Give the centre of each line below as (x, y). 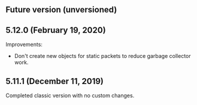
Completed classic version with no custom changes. (70, 95)
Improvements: (24, 45)
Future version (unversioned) (61, 10)
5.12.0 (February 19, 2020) (56, 30)
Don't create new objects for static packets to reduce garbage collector (102, 56)
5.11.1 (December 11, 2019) (55, 81)
